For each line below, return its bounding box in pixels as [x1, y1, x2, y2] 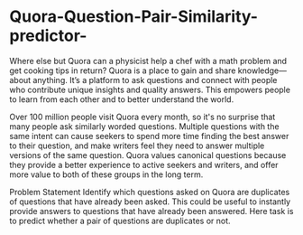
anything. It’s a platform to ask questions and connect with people [32, 74, 278, 85]
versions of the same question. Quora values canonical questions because [9, 149, 287, 160]
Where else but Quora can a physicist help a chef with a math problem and [9, 55, 287, 66]
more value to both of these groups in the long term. [9, 169, 204, 180]
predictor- [9, 25, 87, 46]
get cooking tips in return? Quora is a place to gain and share [9, 65, 236, 76]
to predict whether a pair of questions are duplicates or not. [9, 215, 232, 226]
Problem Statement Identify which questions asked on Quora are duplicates [9, 186, 290, 197]
